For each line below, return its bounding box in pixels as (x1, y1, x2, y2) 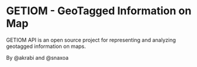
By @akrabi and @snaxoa (6, 54, 69, 61)
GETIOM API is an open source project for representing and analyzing (6, 36, 176, 43)
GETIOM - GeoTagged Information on (6, 4, 192, 18)
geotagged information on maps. (6, 43, 86, 50)
